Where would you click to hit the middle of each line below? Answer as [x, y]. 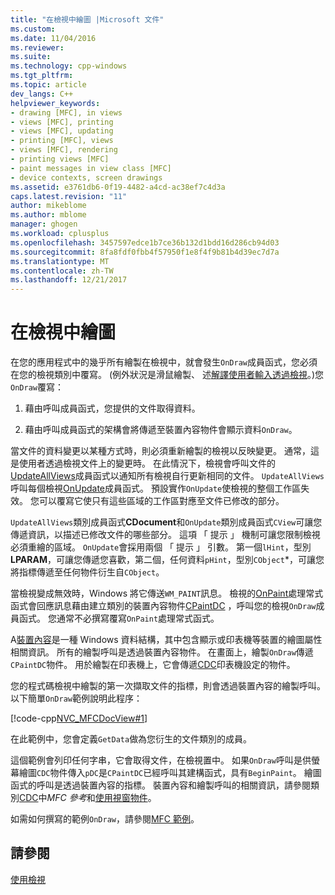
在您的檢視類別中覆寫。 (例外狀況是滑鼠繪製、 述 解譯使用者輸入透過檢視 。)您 [167, 375]
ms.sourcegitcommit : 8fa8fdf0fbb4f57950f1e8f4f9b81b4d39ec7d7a [145, 252]
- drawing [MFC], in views [66, 112]
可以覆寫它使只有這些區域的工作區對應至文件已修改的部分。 [161, 501]
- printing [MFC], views [62, 141]
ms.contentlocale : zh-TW [62, 271]
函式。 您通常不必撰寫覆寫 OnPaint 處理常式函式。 [119, 618]
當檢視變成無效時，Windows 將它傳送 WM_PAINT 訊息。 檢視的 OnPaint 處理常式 [167, 593]
